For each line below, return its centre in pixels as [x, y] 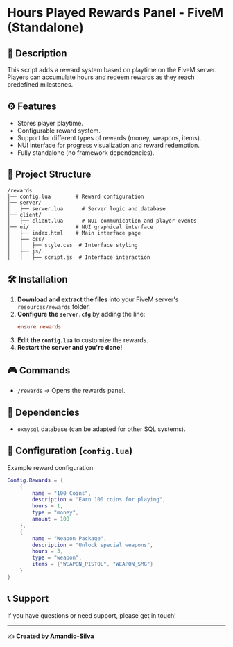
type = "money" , [55, 513]
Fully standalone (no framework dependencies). [86, 152]
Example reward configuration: [51, 467]
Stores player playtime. [50, 123]
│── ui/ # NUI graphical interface [80, 227]
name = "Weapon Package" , [70, 538]
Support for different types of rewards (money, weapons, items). [109, 137]
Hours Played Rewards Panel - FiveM [115, 13]
